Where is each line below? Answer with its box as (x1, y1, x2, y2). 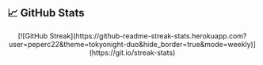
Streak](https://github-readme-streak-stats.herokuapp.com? (49, 31, 247, 41)
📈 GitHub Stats (7, 6, 85, 20)
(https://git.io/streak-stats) (89, 48, 176, 57)
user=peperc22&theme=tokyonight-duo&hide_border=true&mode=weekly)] (8, 39, 257, 49)
